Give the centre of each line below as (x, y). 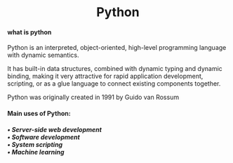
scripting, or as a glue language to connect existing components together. (114, 84)
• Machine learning (36, 152)
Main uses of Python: (39, 113)
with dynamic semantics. (43, 55)
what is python (29, 32)
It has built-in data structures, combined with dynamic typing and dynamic (115, 69)
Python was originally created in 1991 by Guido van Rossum (93, 97)
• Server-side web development (54, 129)
